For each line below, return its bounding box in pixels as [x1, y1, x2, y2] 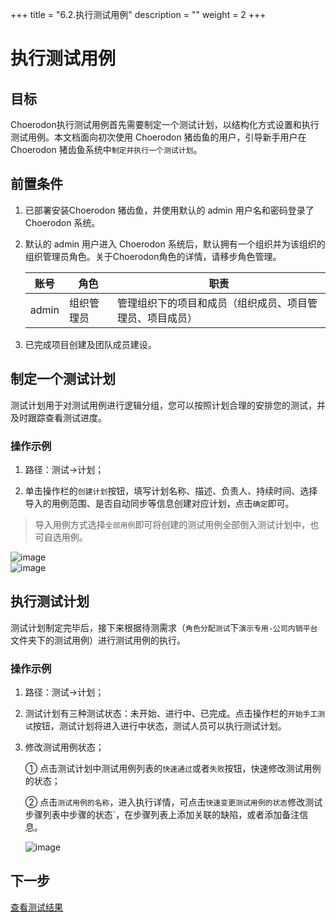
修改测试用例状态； [24, 741, 105, 753]
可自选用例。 [34, 531, 88, 543]
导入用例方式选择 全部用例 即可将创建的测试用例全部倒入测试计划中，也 [34, 518, 320, 530]
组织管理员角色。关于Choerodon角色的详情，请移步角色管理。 [24, 250, 282, 262]
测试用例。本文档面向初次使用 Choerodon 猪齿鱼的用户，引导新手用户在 [10, 131, 307, 143]
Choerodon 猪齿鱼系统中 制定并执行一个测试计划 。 [10, 144, 203, 155]
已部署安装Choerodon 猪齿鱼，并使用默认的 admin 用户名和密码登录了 [24, 204, 315, 216]
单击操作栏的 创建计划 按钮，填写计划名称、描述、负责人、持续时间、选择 [24, 484, 318, 497]
